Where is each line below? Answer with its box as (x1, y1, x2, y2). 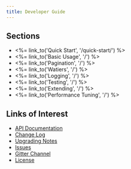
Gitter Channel (14, 150, 51, 158)
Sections (6, 31, 40, 41)
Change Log (14, 131, 46, 138)
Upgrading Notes (14, 137, 58, 144)
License (14, 156, 35, 164)
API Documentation (14, 125, 63, 132)
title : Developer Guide (6, 8, 66, 15)
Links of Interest (6, 108, 68, 119)
